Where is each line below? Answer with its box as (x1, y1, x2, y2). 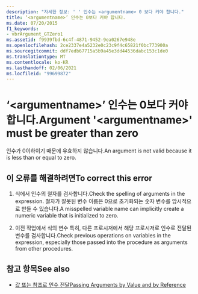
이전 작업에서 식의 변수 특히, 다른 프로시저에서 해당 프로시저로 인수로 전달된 (14, 224, 192, 231)
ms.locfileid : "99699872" (6, 70, 71, 77)
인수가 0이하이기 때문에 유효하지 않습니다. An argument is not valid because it (6, 147, 192, 154)
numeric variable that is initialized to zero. (14, 212, 119, 219)
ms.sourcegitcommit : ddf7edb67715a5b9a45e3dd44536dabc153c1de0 (6, 48, 169, 54)
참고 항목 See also (6, 264, 70, 274)
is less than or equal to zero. (6, 154, 76, 161)
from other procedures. (14, 245, 73, 252)
